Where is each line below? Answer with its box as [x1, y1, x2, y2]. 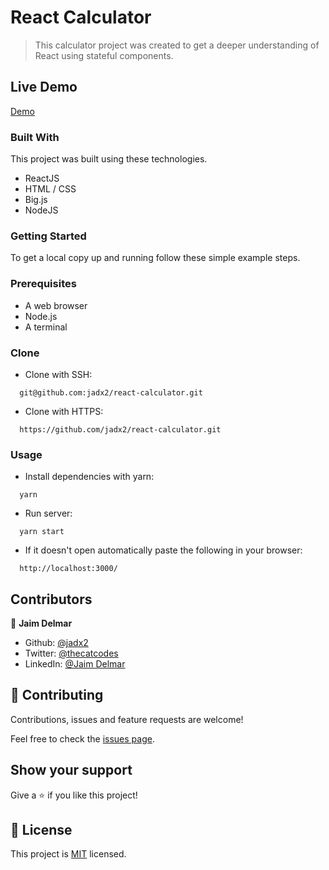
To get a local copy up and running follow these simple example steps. [10, 252, 301, 264]
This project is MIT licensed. [10, 848, 127, 860]
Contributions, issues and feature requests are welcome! [10, 713, 244, 725]
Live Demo [10, 79, 78, 96]
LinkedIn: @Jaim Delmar [24, 658, 126, 670]
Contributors [10, 591, 93, 608]
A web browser [24, 299, 88, 311]
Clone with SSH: [24, 368, 93, 380]
